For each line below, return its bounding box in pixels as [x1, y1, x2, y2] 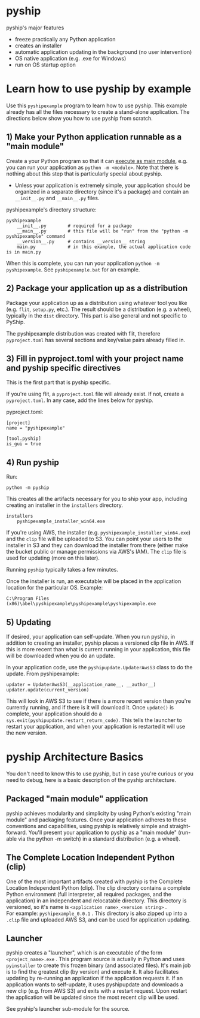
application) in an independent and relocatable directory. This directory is [6, 897, 187, 904]
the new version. [6, 729, 48, 736]
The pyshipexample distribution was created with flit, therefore [6, 330, 161, 337]
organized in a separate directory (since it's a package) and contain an [14, 188, 189, 195]
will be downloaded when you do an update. [6, 652, 115, 659]
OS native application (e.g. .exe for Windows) [14, 55, 127, 62]
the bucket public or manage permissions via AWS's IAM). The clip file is [6, 548, 187, 555]
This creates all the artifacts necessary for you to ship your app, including [6, 496, 187, 503]
